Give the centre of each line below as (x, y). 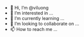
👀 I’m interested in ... (32, 13)
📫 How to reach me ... (34, 29)
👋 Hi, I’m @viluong (29, 8)
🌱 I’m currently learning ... (37, 18)
